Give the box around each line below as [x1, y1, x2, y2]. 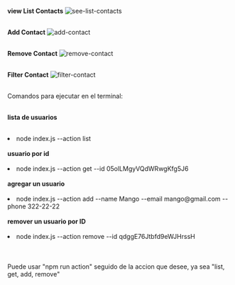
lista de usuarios [7, 113, 58, 121]
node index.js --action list [16, 135, 91, 142]
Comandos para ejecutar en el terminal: [7, 92, 123, 100]
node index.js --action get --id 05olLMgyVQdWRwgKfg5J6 [16, 164, 189, 173]
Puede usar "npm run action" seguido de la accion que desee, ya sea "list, [7, 262, 225, 271]
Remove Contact [7, 50, 58, 57]
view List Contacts [7, 7, 64, 15]
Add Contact [7, 28, 46, 36]
